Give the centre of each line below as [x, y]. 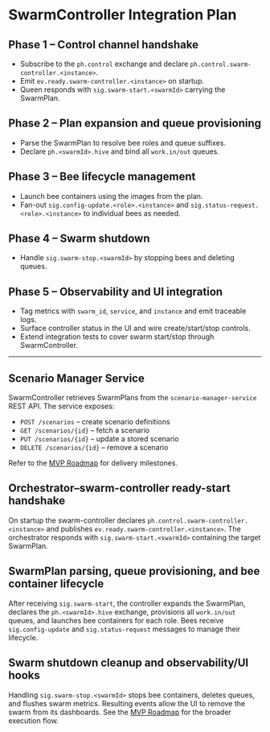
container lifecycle [56, 584]
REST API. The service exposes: [61, 406]
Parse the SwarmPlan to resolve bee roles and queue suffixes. [123, 143]
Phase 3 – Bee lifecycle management [102, 177]
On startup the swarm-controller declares [77, 520]
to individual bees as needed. [132, 213]
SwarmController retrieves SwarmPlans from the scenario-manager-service [133, 398]
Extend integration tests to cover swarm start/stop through [117, 337]
